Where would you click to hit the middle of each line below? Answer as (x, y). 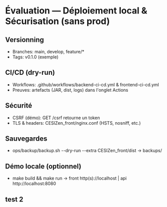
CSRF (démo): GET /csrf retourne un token (56, 118)
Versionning (24, 40)
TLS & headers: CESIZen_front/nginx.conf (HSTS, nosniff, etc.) (77, 123)
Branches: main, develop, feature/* (48, 52)
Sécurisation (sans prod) (58, 21)
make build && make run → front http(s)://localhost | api (70, 178)
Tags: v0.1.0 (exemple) (35, 57)
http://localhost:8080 (34, 184)
